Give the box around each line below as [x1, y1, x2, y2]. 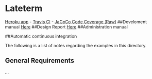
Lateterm [5, 3, 43, 14]
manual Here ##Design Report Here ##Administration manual [5, 24, 128, 29]
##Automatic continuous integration [5, 33, 77, 39]
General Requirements [5, 56, 74, 65]
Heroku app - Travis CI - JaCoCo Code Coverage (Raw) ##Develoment [5, 19, 147, 25]
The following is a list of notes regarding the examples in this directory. [5, 42, 147, 48]
